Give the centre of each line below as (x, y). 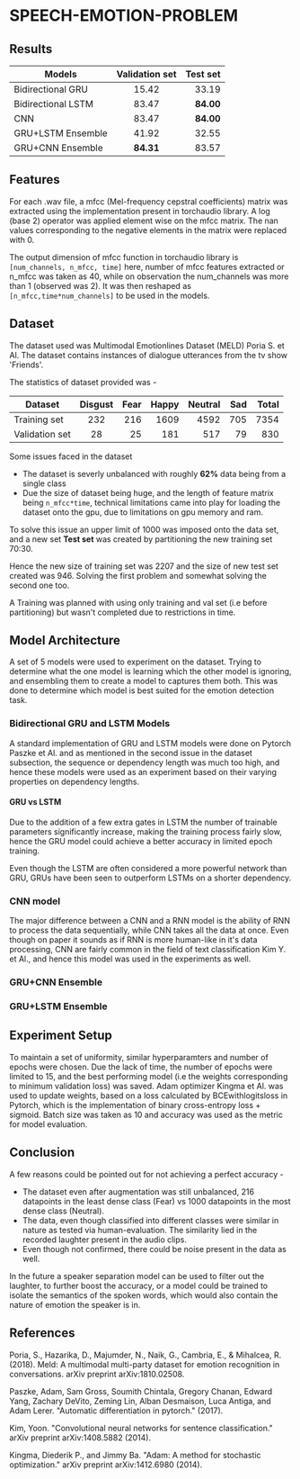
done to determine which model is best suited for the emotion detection (142, 690)
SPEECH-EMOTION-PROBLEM (124, 16)
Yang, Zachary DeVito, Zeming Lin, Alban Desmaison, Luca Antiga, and (140, 1401)
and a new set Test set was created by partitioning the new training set (141, 539)
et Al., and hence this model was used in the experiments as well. (130, 959)
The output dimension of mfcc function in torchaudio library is (124, 257)
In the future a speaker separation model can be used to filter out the (137, 1276)
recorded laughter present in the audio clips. (104, 1240)
